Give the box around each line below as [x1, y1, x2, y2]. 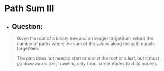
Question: [11, 23, 43, 31]
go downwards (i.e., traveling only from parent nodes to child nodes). [16, 61, 158, 66]
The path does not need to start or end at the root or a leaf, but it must [16, 55, 160, 61]
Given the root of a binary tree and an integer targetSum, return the [16, 35, 153, 41]
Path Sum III [4, 3, 54, 14]
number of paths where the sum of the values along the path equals [16, 41, 155, 47]
